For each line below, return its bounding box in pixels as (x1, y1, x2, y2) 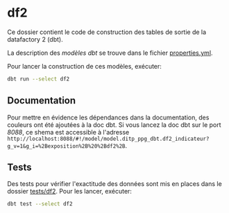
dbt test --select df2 (7, 201, 73, 207)
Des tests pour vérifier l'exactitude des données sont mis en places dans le (7, 180, 222, 188)
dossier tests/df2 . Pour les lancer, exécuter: (7, 187, 132, 196)
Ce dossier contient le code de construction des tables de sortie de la (7, 28, 207, 36)
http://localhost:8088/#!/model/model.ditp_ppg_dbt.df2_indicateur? (7, 135, 210, 142)
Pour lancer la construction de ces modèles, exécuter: (7, 62, 162, 70)
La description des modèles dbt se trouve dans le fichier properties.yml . (7, 49, 213, 57)
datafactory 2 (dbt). (7, 35, 64, 43)
